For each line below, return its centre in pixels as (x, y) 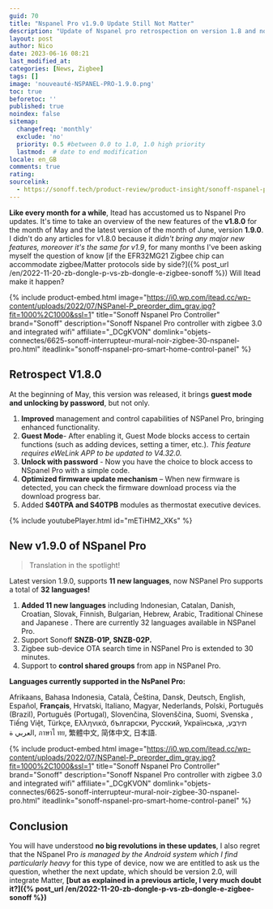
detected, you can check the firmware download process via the (129, 487)
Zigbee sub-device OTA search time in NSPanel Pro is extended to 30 (137, 648)
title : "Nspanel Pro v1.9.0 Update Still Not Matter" (102, 24)
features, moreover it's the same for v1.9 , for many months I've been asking (136, 247)
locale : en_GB (33, 159)
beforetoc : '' (33, 99)
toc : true (26, 91)
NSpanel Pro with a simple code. (75, 470)
